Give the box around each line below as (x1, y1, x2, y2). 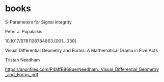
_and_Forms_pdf (5, 71, 39, 77)
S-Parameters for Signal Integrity (5, 19, 72, 25)
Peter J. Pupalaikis (5, 28, 43, 34)
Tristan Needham (5, 57, 40, 62)
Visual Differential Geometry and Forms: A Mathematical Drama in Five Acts (5, 47, 158, 53)
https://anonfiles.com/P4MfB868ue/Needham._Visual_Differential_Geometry (5, 66, 159, 72)
